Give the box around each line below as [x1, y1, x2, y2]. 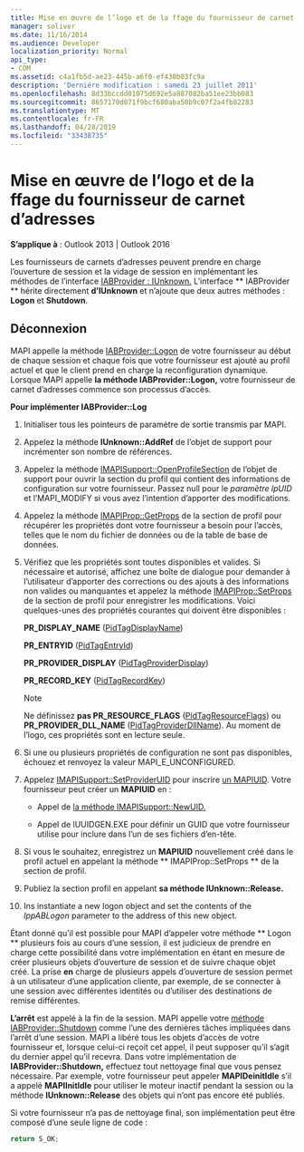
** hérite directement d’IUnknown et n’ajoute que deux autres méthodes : [10, 285, 286, 295]
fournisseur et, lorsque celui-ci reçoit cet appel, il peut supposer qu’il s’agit [10, 1041, 290, 1052]
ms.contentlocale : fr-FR [10, 114, 104, 123]
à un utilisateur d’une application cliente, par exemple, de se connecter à [10, 975, 281, 986]
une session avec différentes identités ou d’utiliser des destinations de [10, 985, 272, 996]
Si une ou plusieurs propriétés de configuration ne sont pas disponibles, [23, 747, 292, 758]
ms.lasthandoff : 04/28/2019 [10, 123, 117, 132]
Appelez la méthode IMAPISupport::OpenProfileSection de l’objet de [23, 463, 278, 474]
